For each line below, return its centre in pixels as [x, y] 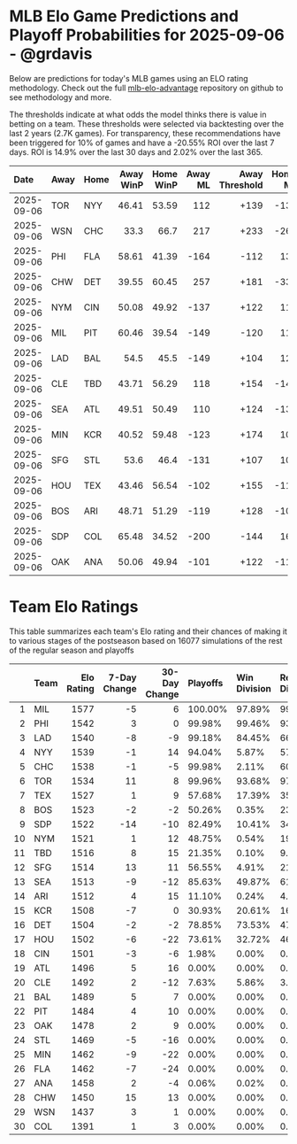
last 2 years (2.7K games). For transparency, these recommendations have [145, 133]
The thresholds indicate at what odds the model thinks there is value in [138, 114]
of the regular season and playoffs [72, 650]
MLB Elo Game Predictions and [124, 16]
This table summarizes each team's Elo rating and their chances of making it [148, 631]
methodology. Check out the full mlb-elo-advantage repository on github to [146, 88]
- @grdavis [51, 54]
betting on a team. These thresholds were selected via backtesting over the [147, 124]
